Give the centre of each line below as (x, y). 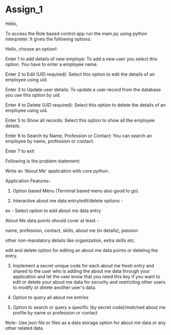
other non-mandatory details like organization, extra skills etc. (70, 240)
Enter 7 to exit (20, 151)
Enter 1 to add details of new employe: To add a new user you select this (81, 59)
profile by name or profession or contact (55, 312)
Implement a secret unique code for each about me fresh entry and (83, 265)
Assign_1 (24, 9)
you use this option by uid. (33, 95)
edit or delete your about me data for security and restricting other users (89, 282)
